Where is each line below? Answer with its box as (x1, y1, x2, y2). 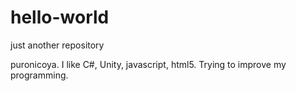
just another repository (10, 39, 105, 51)
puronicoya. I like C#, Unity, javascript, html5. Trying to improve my (10, 58, 287, 70)
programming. (10, 69, 69, 81)
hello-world (10, 6, 110, 29)
